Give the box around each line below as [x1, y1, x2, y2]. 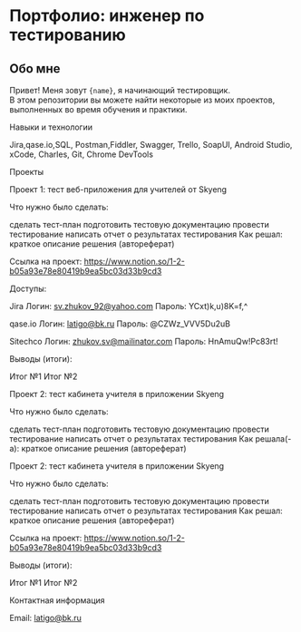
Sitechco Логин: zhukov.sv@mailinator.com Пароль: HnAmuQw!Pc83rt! [9, 336, 278, 346]
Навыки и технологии [9, 122, 93, 132]
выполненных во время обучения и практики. [9, 104, 188, 114]
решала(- [255, 433, 292, 444]
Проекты [9, 167, 44, 177]
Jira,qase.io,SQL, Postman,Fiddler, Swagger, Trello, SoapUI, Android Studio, [9, 140, 293, 150]
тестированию [9, 24, 127, 45]
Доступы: [9, 283, 47, 294]
